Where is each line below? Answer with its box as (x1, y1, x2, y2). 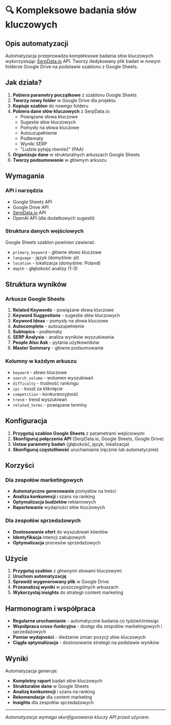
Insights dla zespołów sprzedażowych (12, 699, 94, 706)
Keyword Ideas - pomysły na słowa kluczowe (12, 318, 108, 324)
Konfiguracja (5, 417, 47, 426)
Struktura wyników (5, 280, 67, 289)
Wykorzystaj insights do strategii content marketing (12, 589, 124, 595)
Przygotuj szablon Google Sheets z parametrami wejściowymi (12, 430, 145, 436)
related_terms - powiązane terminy (12, 402, 88, 408)
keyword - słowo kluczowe (12, 369, 67, 376)
